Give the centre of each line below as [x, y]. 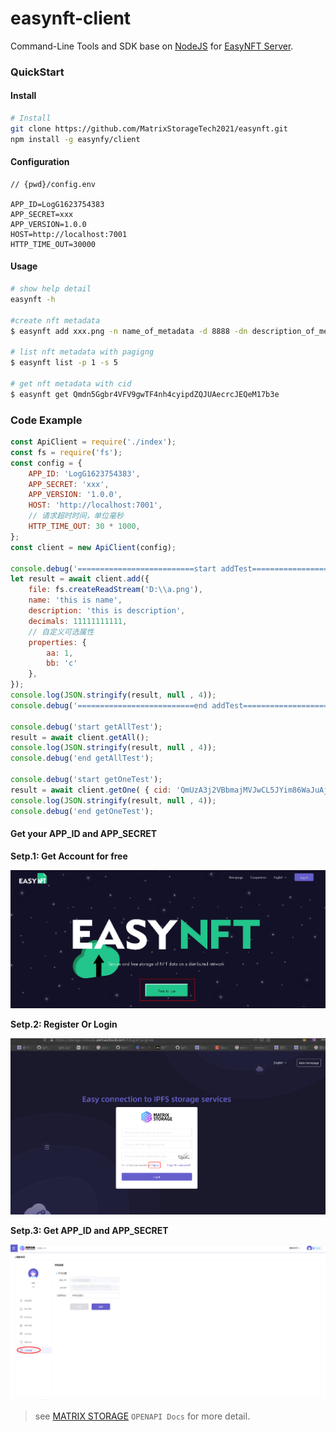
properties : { [57, 642]
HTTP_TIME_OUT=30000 [53, 244]
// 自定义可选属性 [61, 632]
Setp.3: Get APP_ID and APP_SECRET [89, 1231]
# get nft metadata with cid [71, 383]
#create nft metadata [55, 320]
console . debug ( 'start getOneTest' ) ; [86, 780]
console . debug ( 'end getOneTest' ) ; [82, 811]
